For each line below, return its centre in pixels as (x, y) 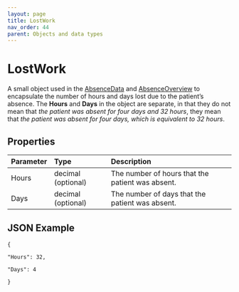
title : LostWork (31, 21)
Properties (31, 141)
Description (131, 161)
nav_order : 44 (28, 27)
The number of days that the (158, 194)
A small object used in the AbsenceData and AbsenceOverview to (104, 89)
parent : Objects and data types (55, 34)
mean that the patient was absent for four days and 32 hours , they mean (114, 112)
